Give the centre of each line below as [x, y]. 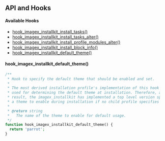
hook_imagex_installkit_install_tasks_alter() [55, 37]
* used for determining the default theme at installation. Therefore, [82, 93]
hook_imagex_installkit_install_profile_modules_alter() [66, 42]
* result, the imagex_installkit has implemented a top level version [81, 97]
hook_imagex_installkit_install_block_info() [55, 47]
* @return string [25, 111]
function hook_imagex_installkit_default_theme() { [59, 125]
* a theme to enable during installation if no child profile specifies [83, 102]
